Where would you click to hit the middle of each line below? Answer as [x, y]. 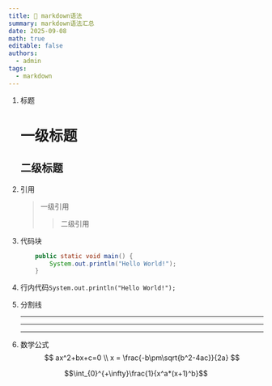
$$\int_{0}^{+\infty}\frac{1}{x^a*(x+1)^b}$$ [136, 374]
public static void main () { [84, 256]
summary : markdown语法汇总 [51, 23]
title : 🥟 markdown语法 [45, 16]
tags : [17, 69]
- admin [29, 62]
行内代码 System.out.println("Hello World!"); [98, 287]
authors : [23, 53]
